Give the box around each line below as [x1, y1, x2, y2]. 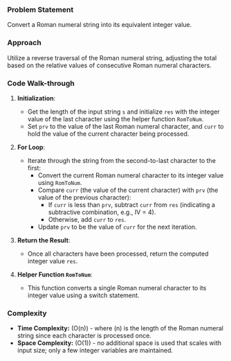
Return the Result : [17, 236, 71, 244]
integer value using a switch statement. [27, 291, 140, 299]
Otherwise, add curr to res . [48, 215, 127, 223]
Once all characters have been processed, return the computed [27, 249, 209, 258]
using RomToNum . [37, 178, 82, 186]
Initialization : [17, 94, 56, 102]
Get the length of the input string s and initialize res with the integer [27, 107, 220, 116]
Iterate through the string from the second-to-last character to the [27, 156, 216, 164]
